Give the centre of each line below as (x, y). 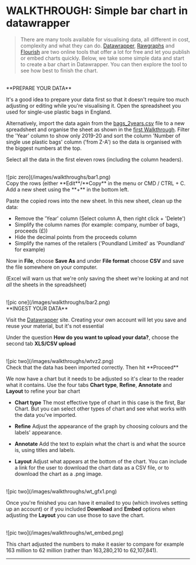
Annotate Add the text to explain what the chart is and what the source (100, 444)
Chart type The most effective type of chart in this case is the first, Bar (100, 402)
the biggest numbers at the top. (44, 148)
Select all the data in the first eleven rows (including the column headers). (94, 159)
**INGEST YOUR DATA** (37, 308)
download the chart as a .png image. (59, 474)
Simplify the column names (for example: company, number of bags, (97, 224)
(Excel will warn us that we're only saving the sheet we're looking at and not (97, 278)
